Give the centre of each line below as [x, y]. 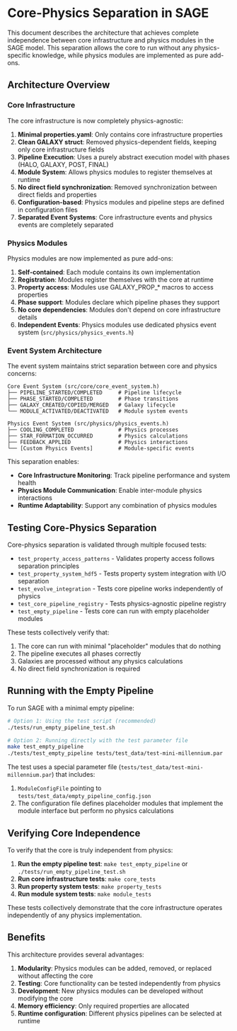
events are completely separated [65, 224]
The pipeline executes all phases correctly [79, 654]
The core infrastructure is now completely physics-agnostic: [96, 120]
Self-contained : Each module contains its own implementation [109, 272]
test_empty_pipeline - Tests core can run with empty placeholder [114, 611]
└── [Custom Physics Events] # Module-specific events [101, 449]
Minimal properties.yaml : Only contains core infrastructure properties [120, 134]
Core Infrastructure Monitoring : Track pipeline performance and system [124, 475]
